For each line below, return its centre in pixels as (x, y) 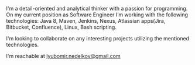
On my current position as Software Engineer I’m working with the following (97, 15)
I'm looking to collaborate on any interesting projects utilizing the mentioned (97, 38)
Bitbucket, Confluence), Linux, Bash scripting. (61, 27)
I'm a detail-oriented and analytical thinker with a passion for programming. (97, 8)
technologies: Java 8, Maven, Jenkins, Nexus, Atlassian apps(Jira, (86, 21)
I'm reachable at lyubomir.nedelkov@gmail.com (64, 56)
